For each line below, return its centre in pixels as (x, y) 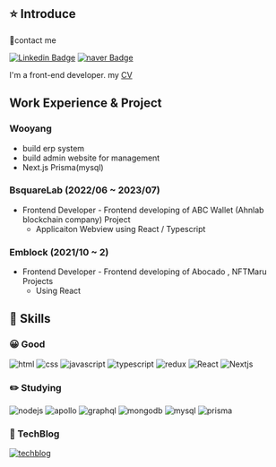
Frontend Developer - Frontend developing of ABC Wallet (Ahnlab (143, 210)
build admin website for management (91, 158)
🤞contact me (33, 40)
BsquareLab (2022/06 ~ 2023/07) (85, 190)
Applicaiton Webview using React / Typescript (121, 229)
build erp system (53, 148)
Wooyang (30, 129)
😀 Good (27, 344)
